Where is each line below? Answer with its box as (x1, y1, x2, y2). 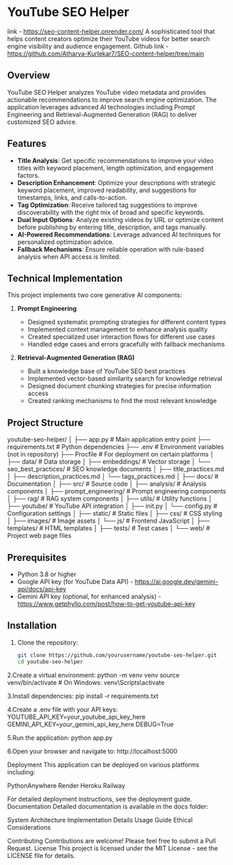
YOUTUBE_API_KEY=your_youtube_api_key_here (7, 713, 146, 721)
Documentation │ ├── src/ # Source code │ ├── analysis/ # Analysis (7, 479, 207, 488)
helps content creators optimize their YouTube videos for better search (7, 34, 210, 42)
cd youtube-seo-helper (17, 658, 83, 665)
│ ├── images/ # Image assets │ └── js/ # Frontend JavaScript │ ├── (7, 516, 210, 525)
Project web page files (7, 532, 72, 540)
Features (7, 138, 47, 150)
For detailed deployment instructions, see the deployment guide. (7, 795, 193, 803)
